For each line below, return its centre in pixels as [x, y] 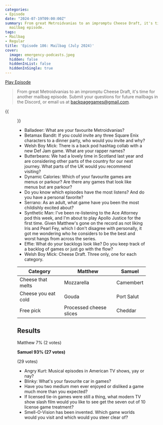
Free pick [30, 310]
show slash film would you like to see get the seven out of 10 [85, 402]
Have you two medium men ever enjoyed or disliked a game [84, 386]
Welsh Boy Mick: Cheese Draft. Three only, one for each [80, 254]
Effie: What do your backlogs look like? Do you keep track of [85, 244]
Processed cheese [85, 308]
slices [71, 313]
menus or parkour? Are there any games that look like [78, 182]
